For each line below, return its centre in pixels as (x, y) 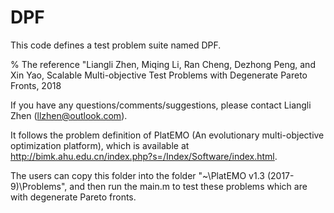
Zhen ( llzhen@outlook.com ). (69, 115)
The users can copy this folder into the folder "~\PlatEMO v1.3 (137, 175)
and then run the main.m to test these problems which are (188, 186)
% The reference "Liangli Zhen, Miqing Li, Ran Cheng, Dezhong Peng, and (163, 64)
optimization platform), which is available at (100, 145)
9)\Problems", (39, 186)
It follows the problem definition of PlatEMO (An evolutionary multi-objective (167, 135)
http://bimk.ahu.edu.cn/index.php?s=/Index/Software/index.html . (144, 156)
